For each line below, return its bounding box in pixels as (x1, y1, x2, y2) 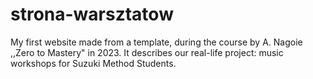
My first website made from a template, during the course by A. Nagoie (10, 36, 303, 48)
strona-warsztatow (10, 3, 174, 26)
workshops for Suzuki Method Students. (10, 57, 177, 69)
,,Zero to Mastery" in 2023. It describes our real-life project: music (10, 46, 284, 58)
